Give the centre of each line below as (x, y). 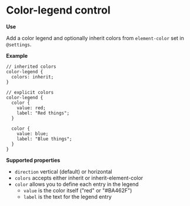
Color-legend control (58, 10)
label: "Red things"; (43, 113)
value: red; (31, 108)
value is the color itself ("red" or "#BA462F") (78, 190)
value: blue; (33, 133)
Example (17, 55)
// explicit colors (30, 92)
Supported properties (33, 160)
